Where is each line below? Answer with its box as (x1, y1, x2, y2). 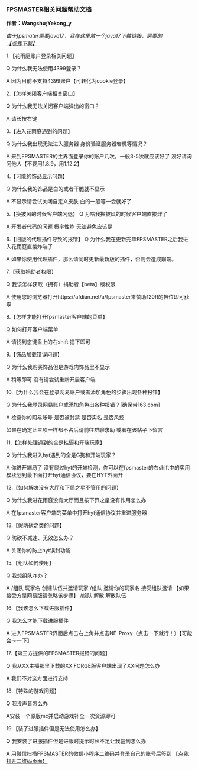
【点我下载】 (6, 40, 37, 47)
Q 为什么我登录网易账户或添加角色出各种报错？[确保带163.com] (6, 401, 161, 409)
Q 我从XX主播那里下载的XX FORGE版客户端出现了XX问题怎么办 (6, 662, 161, 669)
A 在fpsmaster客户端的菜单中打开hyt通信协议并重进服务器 (6, 509, 147, 516)
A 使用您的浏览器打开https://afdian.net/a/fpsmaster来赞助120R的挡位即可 (6, 293, 184, 300)
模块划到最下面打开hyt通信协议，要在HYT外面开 (6, 471, 123, 478)
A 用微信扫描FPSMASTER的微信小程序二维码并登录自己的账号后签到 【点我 (6, 750, 189, 758)
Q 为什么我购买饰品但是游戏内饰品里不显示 (6, 364, 111, 371)
